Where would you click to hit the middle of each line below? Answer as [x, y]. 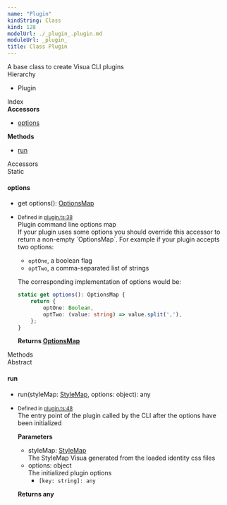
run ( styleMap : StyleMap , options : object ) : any [84, 394]
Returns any [36, 494]
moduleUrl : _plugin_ [38, 40]
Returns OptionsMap [49, 341]
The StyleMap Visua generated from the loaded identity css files [122, 458]
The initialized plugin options [70, 473]
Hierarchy [22, 74]
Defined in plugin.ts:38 [45, 218]
